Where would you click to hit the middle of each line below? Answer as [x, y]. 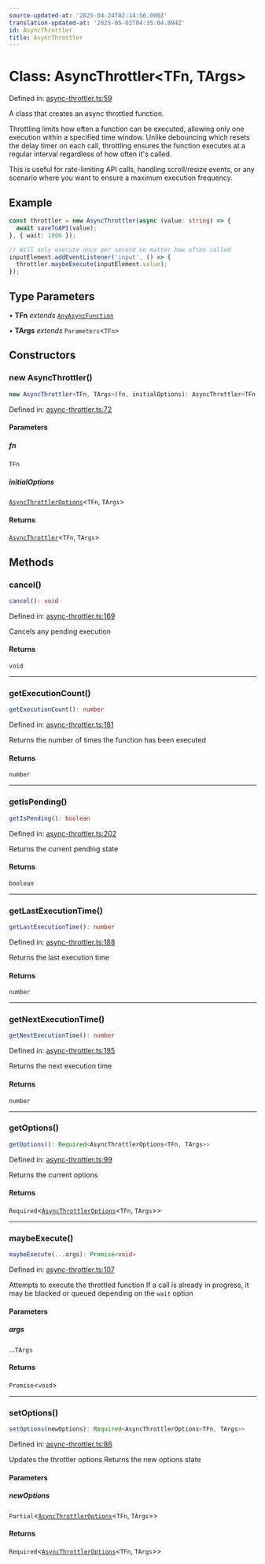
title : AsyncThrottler [46, 37]
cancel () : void [34, 601]
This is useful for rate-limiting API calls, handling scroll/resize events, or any [132, 170]
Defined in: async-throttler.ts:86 [61, 1444]
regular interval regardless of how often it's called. [90, 154]
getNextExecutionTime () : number [62, 1036]
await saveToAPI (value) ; [57, 228]
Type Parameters [52, 296]
